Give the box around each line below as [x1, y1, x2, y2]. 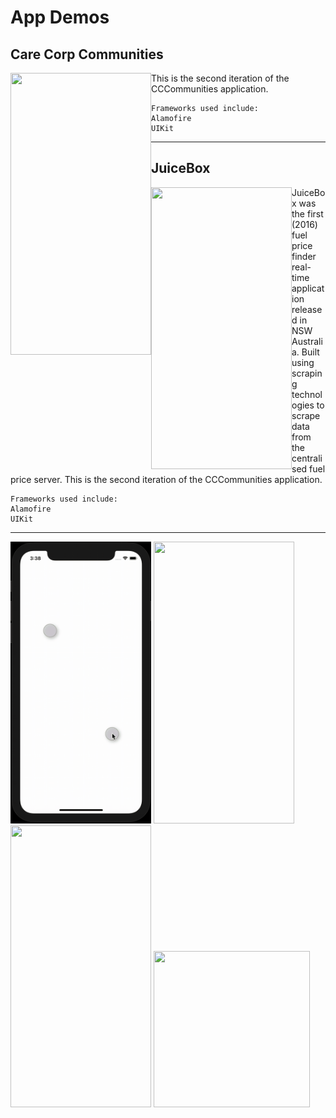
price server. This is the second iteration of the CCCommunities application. [10, 473, 323, 485]
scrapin [291, 367, 323, 379]
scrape [291, 409, 321, 421]
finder [291, 250, 317, 262]
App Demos [10, 6, 110, 29]
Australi [291, 335, 323, 347]
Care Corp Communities [10, 46, 164, 63]
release [291, 303, 323, 315]
